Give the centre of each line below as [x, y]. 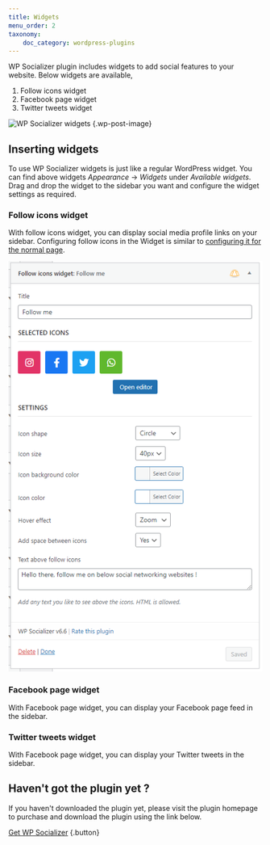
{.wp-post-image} [122, 124]
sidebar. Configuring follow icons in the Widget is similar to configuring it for [135, 242]
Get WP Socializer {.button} [54, 832]
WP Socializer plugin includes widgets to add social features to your [121, 67]
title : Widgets [34, 17]
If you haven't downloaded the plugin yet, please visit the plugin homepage [133, 808]
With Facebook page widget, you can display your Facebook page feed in [131, 708]
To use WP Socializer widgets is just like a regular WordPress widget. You [130, 169]
